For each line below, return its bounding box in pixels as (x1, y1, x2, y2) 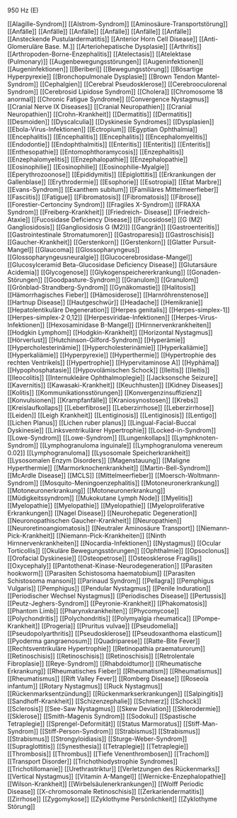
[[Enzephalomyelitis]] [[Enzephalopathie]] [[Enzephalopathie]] (7, 155, 188, 164)
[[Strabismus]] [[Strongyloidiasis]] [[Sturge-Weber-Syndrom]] (7, 734, 187, 743)
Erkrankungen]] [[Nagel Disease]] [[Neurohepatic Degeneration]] (7, 509, 197, 517)
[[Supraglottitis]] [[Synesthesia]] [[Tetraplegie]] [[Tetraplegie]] (7, 742, 189, 750)
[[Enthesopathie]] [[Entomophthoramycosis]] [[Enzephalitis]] (7, 148, 184, 156)
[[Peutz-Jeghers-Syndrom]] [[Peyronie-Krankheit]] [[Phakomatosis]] (7, 599, 207, 608)
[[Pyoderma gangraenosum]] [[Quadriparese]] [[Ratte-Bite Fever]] (7, 637, 200, 645)
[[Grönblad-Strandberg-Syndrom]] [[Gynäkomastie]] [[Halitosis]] (7, 283, 196, 291)
